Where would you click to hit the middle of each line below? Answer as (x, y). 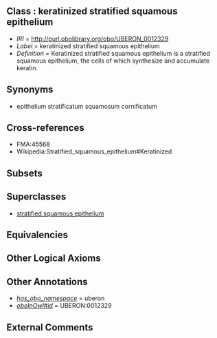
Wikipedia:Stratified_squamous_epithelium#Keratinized (94, 151)
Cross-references (46, 128)
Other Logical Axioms (54, 258)
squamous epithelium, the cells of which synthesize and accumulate (113, 61)
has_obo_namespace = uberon (60, 298)
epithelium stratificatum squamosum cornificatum (87, 106)
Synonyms (30, 90)
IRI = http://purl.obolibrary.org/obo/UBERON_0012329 (92, 39)
